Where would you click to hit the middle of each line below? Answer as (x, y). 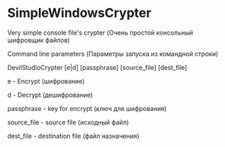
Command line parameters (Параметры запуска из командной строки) (113, 54)
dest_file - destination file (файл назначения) (74, 136)
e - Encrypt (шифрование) (46, 81)
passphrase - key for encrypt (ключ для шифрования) (87, 108)
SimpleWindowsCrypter (80, 13)
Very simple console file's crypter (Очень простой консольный (100, 33)
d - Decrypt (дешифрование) (50, 95)
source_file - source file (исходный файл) (68, 122)
